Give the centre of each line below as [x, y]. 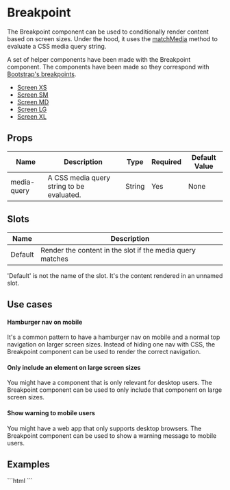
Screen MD [33, 102]
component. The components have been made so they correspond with [108, 67]
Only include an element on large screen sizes [74, 367]
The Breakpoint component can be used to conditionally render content [108, 32]
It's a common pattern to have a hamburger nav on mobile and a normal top [114, 337]
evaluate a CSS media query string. [57, 46]
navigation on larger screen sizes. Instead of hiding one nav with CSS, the [111, 345]
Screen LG [32, 109]
